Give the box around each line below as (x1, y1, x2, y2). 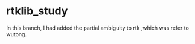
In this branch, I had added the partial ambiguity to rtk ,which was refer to (6, 24, 189, 31)
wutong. (6, 30, 27, 37)
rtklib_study (6, 4, 68, 18)
